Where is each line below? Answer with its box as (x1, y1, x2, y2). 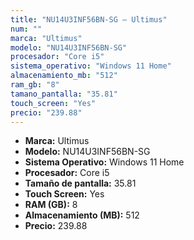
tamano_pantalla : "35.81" (10, 89, 118, 99)
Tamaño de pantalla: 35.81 (24, 177, 137, 190)
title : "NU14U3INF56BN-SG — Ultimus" (10, 14, 168, 25)
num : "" (10, 24, 43, 34)
